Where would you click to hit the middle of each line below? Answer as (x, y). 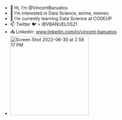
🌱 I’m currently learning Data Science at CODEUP (61, 18)
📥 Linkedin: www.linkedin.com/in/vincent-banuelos (63, 32)
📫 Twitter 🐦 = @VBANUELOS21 (44, 24)
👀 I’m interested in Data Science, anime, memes (59, 13)
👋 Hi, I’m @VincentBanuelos (39, 8)
